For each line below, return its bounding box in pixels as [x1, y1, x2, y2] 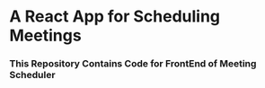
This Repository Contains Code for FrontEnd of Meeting [9, 57, 257, 70]
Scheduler [9, 69, 56, 82]
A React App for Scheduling [9, 6, 221, 27]
